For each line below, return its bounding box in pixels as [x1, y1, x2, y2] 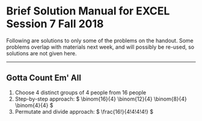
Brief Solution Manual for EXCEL [6, 4, 170, 18]
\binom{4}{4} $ [14, 101, 54, 109]
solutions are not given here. [6, 49, 77, 57]
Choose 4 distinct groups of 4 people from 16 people [14, 88, 146, 96]
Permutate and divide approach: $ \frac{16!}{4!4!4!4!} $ [14, 108, 153, 115]
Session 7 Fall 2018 [6, 17, 104, 31]
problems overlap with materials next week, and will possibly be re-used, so [6, 43, 194, 51]
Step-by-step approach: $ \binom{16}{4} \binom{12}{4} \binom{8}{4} [14, 95, 188, 102]
